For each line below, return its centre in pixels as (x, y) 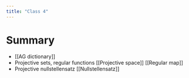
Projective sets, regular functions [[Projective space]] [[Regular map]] (99, 62)
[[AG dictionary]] (35, 56)
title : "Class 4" (27, 11)
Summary (30, 40)
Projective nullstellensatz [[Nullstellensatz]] (67, 69)
